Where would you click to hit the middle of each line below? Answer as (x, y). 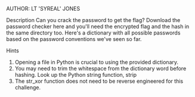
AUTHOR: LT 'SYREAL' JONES (43, 9)
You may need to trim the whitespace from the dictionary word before (100, 68)
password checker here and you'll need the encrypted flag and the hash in (98, 26)
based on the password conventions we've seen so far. (74, 39)
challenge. (27, 87)
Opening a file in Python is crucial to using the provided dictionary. (97, 62)
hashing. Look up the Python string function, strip (76, 75)
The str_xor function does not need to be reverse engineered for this (99, 81)
